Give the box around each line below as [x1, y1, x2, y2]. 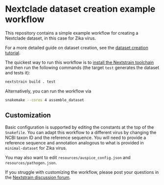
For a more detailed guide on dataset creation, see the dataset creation [5, 45, 148, 50]
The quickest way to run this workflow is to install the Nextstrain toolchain [5, 59, 154, 65]
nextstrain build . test [5, 79, 56, 84]
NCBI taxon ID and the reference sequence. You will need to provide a [5, 135, 146, 140]
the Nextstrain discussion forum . [5, 174, 71, 180]
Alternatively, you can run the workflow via [5, 88, 92, 94]
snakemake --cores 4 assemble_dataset [5, 97, 84, 102]
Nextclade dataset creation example [5, 3, 156, 15]
